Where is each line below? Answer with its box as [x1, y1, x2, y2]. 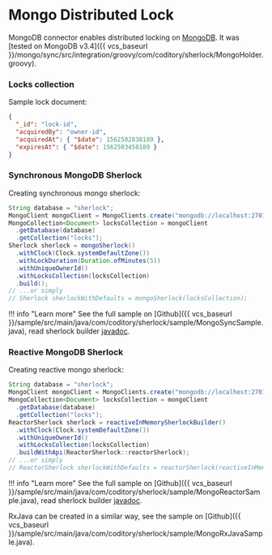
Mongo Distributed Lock [8, 6, 174, 24]
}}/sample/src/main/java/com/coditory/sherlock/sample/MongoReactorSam [8, 487, 261, 497]
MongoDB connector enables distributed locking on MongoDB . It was [8, 32, 240, 42]
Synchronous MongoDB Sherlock [8, 170, 142, 181]
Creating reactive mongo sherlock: [8, 365, 124, 375]
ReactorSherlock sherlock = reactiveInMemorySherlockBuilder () [8, 418, 227, 427]
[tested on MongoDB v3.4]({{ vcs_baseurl [8, 41, 148, 50]
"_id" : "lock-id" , [15, 120, 79, 129]
